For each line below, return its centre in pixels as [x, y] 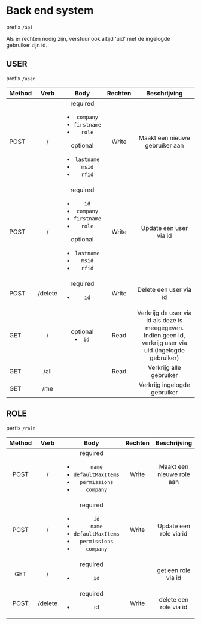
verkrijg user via [164, 343]
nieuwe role [174, 474]
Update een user [165, 228]
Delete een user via [165, 289]
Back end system [50, 11]
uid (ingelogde [165, 350]
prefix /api [19, 27]
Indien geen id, [164, 335]
